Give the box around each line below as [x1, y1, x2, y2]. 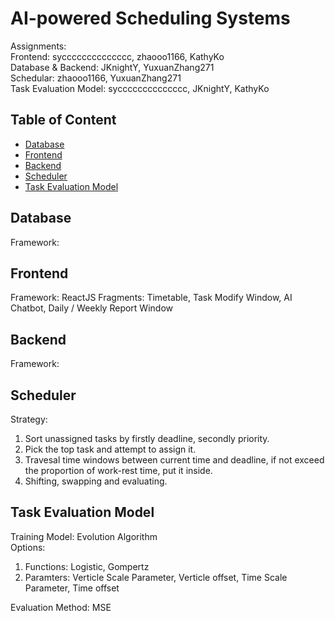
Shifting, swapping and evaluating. [24, 475, 168, 487]
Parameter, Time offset [24, 582, 120, 594]
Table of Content [10, 112, 117, 129]
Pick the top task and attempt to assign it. [24, 443, 197, 455]
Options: [10, 541, 46, 553]
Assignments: [10, 40, 67, 52]
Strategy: [10, 413, 48, 425]
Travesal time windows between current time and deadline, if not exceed [24, 454, 325, 466]
